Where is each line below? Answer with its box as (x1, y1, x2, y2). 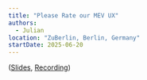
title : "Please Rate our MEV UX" (8, 11, 119, 20)
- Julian (15, 26, 44, 34)
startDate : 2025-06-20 (8, 41, 83, 49)
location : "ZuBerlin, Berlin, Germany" (8, 33, 141, 42)
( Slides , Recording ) (8, 63, 72, 72)
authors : (8, 19, 37, 27)
